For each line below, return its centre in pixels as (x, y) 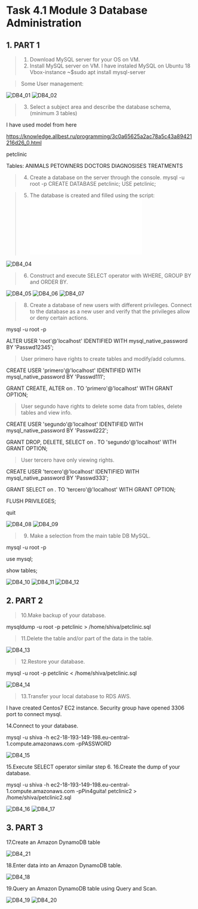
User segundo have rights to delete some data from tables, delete (101, 406)
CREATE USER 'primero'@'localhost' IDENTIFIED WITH (74, 370)
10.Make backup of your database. (63, 615)
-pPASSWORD (94, 744)
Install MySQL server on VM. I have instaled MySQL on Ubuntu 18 (110, 66)
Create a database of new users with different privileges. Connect (111, 305)
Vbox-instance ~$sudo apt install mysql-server (88, 72)
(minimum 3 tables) (53, 113)
